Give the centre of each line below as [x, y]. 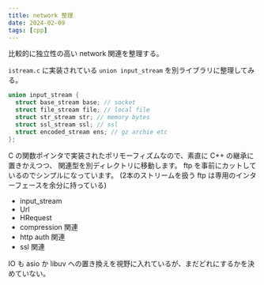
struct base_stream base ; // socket [75, 103]
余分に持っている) [77, 185]
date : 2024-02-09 [37, 23]
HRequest [36, 217]
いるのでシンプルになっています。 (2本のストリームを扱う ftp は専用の [122, 175]
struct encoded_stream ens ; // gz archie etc [92, 132]
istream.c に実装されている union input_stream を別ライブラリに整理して [128, 70]
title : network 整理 [41, 15]
